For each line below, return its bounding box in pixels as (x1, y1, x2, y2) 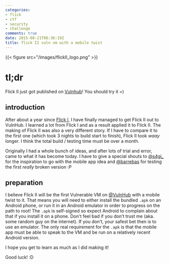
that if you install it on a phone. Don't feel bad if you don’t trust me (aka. (5, 213, 155, 220)
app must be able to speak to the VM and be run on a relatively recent (5, 229, 150, 235)
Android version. (5, 235, 40, 241)
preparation (5, 178, 43, 187)
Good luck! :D (5, 254, 34, 260)
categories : (5, 7, 30, 13)
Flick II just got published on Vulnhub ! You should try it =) (5, 88, 125, 94)
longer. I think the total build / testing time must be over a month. (5, 138, 140, 144)
